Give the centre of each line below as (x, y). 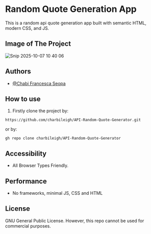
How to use (23, 99)
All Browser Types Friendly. (40, 165)
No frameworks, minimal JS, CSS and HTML (57, 193)
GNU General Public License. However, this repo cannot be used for (75, 221)
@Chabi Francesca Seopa (39, 83)
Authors (18, 71)
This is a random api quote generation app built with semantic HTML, (76, 23)
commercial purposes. (28, 226)
